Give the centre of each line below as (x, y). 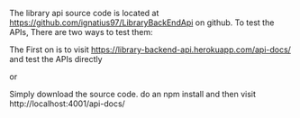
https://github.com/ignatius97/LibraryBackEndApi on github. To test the (142, 23)
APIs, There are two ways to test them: (81, 32)
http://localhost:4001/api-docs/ (68, 104)
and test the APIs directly (56, 59)
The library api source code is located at (84, 13)
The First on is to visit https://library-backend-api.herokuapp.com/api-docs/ (150, 50)
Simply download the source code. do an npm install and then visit (133, 94)
